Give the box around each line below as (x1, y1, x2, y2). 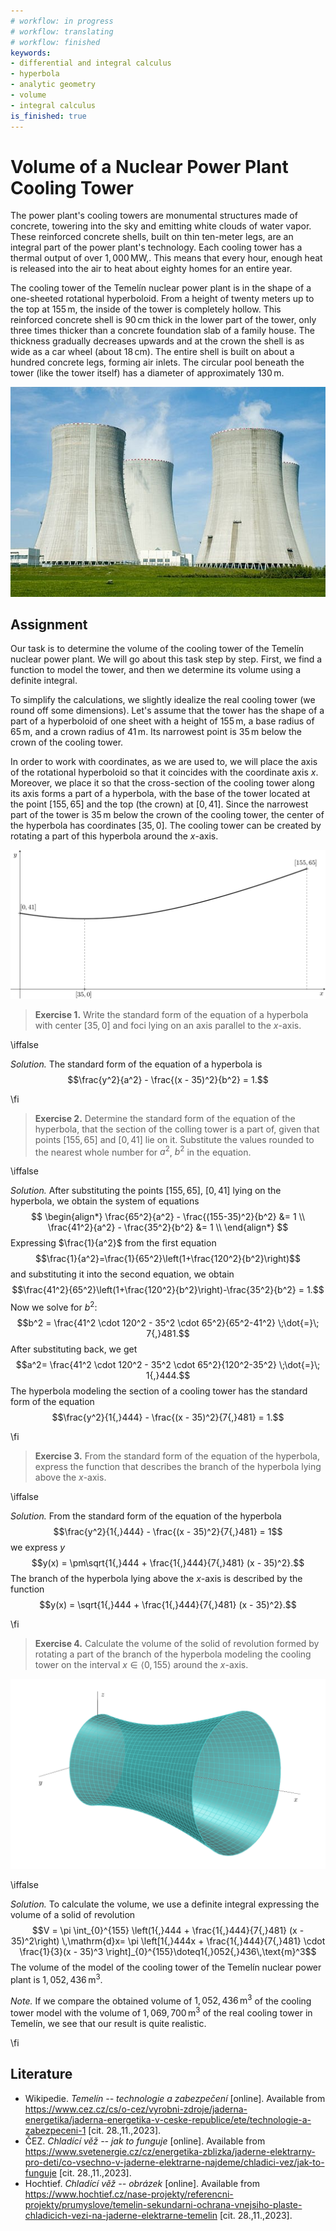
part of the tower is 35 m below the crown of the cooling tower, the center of (10, 809, 325, 821)
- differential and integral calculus (10, 58, 172, 69)
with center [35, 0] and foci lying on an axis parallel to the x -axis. (34, 1019, 302, 1031)
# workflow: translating (10, 26, 114, 37)
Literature (10, 2066, 73, 2083)
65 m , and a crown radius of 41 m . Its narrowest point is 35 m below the (10, 726, 302, 738)
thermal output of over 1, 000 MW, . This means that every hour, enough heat (10, 252, 323, 264)
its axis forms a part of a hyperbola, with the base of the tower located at (10, 788, 311, 800)
